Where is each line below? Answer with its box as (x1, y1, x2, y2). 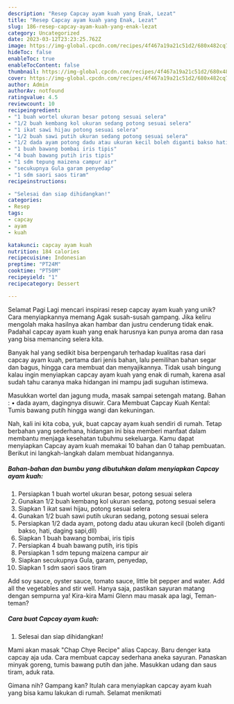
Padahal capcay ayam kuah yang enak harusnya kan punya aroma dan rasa (8, 327, 224, 336)
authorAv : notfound (8, 87, 65, 94)
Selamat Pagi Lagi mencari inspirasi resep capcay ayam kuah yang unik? (8, 305, 216, 314)
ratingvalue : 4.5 (8, 94, 58, 101)
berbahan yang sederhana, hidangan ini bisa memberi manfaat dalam (8, 427, 207, 435)
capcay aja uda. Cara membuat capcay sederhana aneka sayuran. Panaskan (8, 653, 227, 661)
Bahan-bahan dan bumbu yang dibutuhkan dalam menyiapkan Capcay (8, 465, 219, 473)
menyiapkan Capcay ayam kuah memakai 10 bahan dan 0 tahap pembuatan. (8, 441, 226, 449)
